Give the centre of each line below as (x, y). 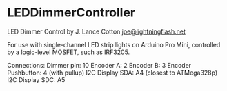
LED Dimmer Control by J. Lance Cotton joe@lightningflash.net (97, 31)
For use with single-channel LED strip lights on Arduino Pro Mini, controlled (114, 44)
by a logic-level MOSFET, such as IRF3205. (69, 52)
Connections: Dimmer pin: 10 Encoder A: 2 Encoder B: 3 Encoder (99, 65)
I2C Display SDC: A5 (36, 79)
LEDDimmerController (71, 13)
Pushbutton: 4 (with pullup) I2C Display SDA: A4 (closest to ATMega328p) (112, 73)
